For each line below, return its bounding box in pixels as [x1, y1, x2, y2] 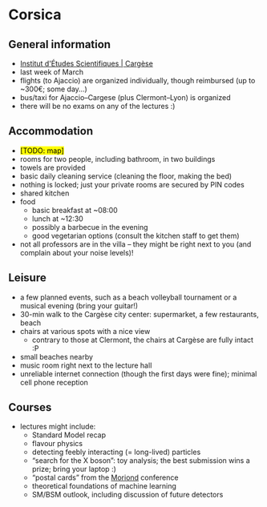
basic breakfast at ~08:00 [31, 205, 118, 215]
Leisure [8, 271, 47, 285]
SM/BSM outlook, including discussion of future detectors [31, 490, 224, 500]
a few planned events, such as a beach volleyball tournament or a [19, 292, 237, 302]
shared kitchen [19, 188, 70, 198]
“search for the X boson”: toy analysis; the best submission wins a [31, 456, 250, 465]
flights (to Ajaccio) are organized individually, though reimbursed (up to [19, 76, 256, 85]
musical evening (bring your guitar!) [19, 300, 139, 310]
